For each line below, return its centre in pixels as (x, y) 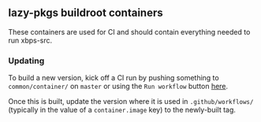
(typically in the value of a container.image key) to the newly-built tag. (122, 110)
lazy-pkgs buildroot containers (86, 13)
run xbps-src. (30, 40)
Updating (26, 61)
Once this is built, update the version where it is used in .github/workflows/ (131, 102)
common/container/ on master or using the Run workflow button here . (118, 87)
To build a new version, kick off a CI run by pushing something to (114, 78)
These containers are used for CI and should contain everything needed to (129, 31)
